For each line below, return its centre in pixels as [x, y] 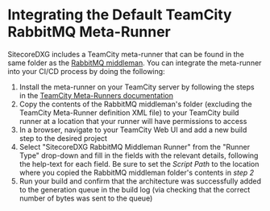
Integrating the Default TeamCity [120, 15]
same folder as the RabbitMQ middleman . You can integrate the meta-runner [135, 63]
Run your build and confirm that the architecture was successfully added [140, 181]
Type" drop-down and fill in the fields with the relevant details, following [139, 155]
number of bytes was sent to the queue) [86, 198]
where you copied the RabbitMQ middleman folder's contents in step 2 [137, 172]
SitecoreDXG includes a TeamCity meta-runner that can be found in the [126, 54]
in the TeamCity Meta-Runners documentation [96, 95]
